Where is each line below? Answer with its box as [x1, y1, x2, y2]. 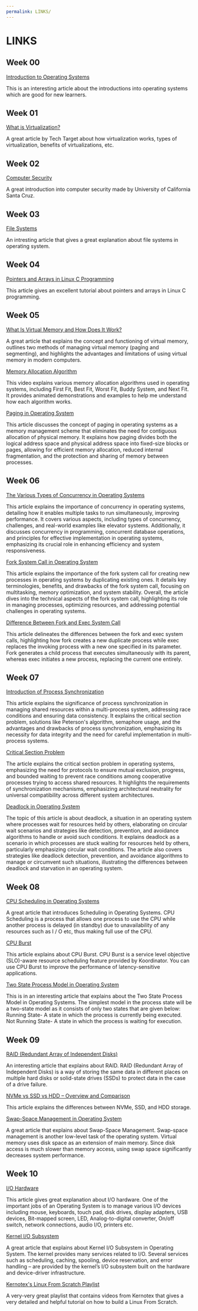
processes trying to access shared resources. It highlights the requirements [6, 779, 190, 786]
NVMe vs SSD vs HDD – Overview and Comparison [6, 1092, 131, 1099]
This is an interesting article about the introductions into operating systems [6, 85, 188, 92]
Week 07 [6, 672, 39, 683]
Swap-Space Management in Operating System [6, 1115, 122, 1122]
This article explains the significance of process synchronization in [6, 700, 169, 707]
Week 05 [6, 310, 40, 320]
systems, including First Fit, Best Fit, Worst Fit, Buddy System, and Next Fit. [6, 385, 189, 392]
